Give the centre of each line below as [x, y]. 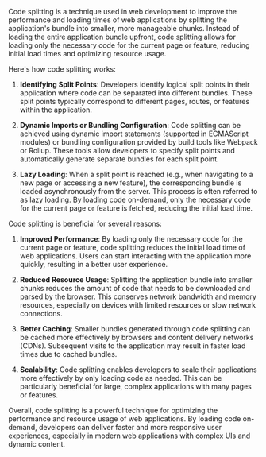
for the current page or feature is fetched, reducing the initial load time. [136, 208]
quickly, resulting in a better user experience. [94, 264]
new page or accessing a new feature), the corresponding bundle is [131, 183]
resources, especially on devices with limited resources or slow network [138, 305]
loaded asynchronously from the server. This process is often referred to [139, 191]
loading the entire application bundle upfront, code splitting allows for [122, 37]
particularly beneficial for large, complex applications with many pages [135, 386]
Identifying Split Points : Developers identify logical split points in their [135, 84]
